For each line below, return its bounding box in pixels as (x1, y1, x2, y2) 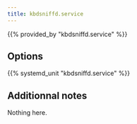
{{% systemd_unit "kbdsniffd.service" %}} (7, 69, 131, 78)
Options (7, 50, 44, 62)
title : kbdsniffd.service (7, 10, 83, 18)
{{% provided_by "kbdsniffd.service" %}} (7, 30, 128, 38)
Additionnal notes (7, 89, 88, 101)
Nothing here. (7, 108, 47, 117)
